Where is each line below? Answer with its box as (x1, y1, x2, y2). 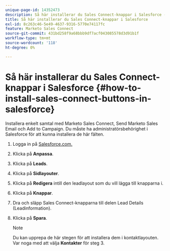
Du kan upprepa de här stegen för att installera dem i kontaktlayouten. (12, 234, 159, 240)
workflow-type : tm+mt (5, 36, 51, 41)
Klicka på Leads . (12, 160, 48, 166)
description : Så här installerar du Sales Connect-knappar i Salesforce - (5, 12, 166, 17)
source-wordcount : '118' (5, 40, 58, 46)
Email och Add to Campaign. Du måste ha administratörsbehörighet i (5, 126, 148, 132)
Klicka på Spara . (12, 215, 47, 221)
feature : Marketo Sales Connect (5, 26, 73, 31)
